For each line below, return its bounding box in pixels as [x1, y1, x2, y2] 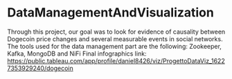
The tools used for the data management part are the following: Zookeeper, [7, 42, 222, 50]
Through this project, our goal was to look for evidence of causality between [7, 27, 226, 36]
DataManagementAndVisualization [7, 5, 215, 21]
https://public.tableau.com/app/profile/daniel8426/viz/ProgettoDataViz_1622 [7, 56, 225, 65]
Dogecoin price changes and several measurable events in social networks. [7, 34, 223, 43]
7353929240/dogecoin [7, 64, 74, 72]
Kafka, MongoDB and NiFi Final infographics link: [7, 49, 147, 58]
